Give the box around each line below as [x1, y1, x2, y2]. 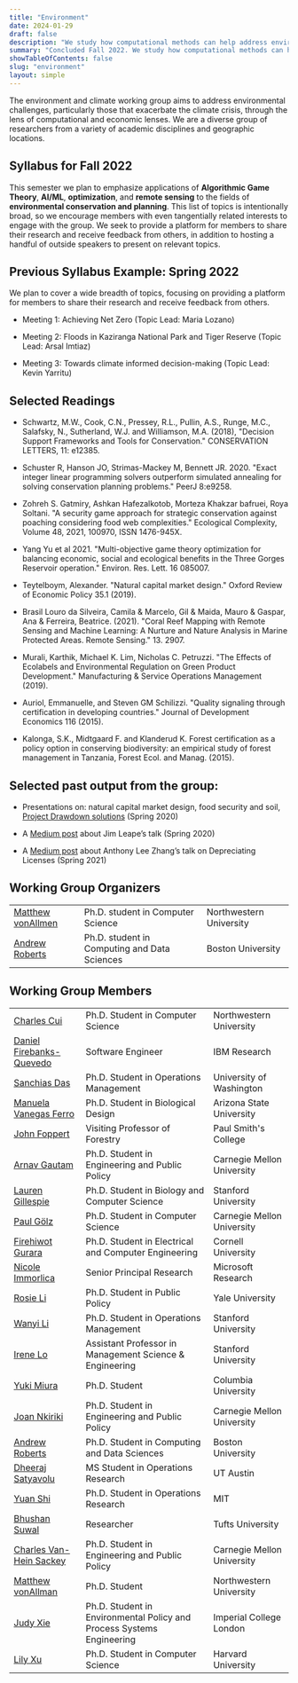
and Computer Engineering [85, 1246, 198, 1258]
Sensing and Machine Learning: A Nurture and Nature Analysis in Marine [21, 625, 288, 636]
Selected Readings [9, 393, 115, 408]
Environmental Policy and [85, 1611, 192, 1624]
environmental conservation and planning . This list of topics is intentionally [9, 201, 288, 211]
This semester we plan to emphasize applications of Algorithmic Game [9, 182, 271, 193]
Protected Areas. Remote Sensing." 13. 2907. [21, 635, 185, 646]
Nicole [13, 1261, 41, 1273]
